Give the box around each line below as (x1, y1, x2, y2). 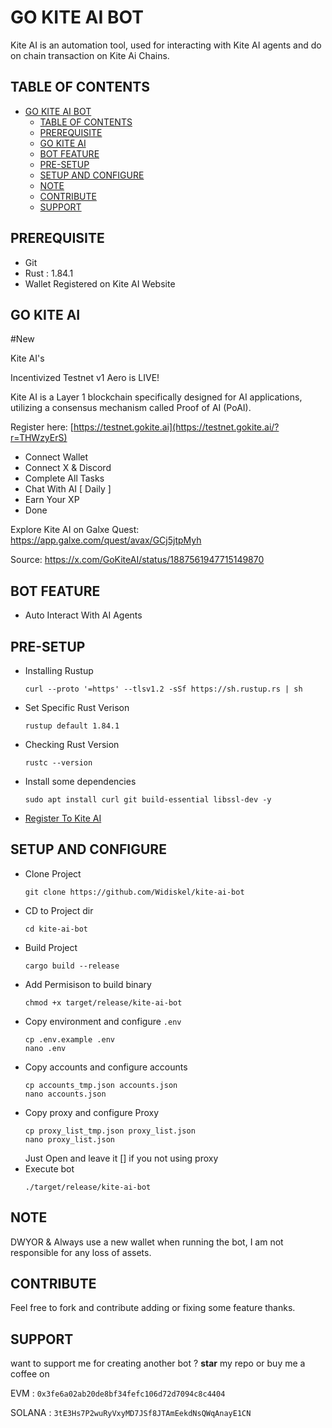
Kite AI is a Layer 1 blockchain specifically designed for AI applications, (10, 391, 303, 403)
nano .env (24, 1043, 67, 1053)
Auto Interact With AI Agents (24, 609, 143, 621)
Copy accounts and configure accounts (24, 1061, 188, 1073)
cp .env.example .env (24, 1034, 115, 1045)
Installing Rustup (24, 665, 94, 676)
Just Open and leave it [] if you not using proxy (24, 1152, 219, 1164)
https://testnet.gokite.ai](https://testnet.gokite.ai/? (73, 421, 280, 433)
